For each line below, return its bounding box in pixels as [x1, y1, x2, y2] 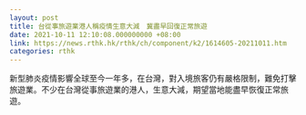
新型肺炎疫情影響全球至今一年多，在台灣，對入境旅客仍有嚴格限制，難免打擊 [9, 73, 297, 84]
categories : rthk [9, 47, 76, 56]
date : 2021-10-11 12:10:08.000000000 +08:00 [9, 30, 181, 39]
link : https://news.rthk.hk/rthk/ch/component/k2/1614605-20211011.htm [9, 38, 287, 48]
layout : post [9, 13, 59, 23]
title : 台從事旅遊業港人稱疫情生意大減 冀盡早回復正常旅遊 [9, 22, 208, 31]
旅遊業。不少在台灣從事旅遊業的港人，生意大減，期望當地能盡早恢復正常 [9, 84, 280, 95]
